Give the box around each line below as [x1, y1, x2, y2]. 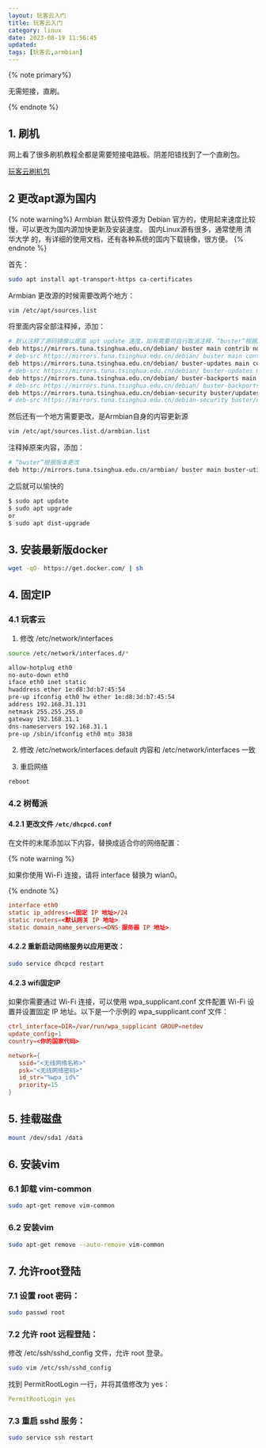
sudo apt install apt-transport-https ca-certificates [8, 275, 193, 283]
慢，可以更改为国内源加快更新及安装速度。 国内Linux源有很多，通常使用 [8, 224, 243, 234]
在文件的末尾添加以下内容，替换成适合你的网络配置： [8, 838, 182, 848]
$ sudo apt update [8, 496, 69, 505]
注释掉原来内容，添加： [8, 443, 85, 452]
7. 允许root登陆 [8, 1264, 82, 1278]
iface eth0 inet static [8, 678, 87, 686]
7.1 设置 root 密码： [8, 1290, 81, 1301]
